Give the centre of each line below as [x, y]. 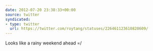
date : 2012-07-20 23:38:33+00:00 [41, 10]
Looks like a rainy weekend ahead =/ [44, 43]
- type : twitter [22, 24]
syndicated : [18, 19]
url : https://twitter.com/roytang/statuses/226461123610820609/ [79, 29]
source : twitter [22, 15]
